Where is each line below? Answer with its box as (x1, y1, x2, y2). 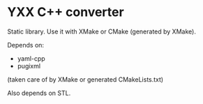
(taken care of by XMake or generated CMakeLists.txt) (7, 75, 164, 84)
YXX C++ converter (7, 4, 124, 20)
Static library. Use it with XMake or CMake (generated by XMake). (7, 27, 197, 36)
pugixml (17, 61, 40, 70)
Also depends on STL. (7, 89, 71, 97)
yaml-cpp (17, 54, 45, 63)
